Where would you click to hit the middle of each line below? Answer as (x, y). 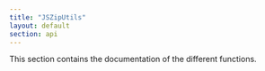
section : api (34, 34)
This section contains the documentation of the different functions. (133, 59)
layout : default (40, 26)
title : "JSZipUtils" (48, 17)
